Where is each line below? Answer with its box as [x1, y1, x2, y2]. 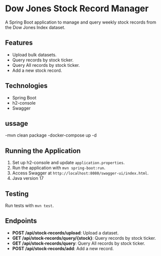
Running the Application [5, 146, 81, 155]
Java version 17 [12, 175, 44, 181]
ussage [5, 119, 28, 128]
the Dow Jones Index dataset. [5, 24, 65, 30]
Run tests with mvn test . [5, 202, 54, 208]
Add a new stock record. [12, 67, 62, 73]
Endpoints [5, 217, 37, 225]
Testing [5, 190, 29, 198]
